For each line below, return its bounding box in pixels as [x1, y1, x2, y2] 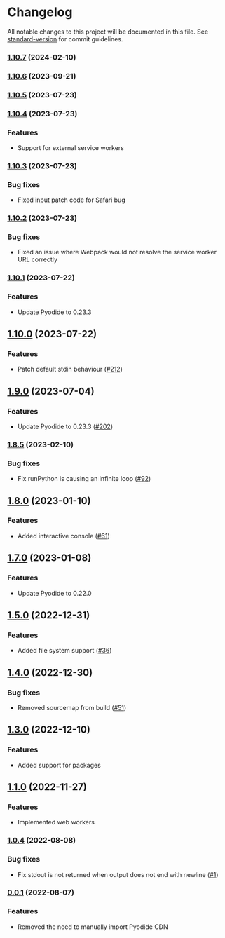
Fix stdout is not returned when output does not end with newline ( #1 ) [17, 870, 219, 878]
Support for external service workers [17, 143, 124, 151]
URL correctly [17, 255, 58, 264]
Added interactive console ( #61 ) [17, 531, 110, 540]
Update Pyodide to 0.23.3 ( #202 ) [17, 422, 114, 430]
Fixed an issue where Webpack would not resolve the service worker [17, 248, 217, 257]
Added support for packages [17, 761, 102, 769]
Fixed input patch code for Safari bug [17, 196, 125, 204]
